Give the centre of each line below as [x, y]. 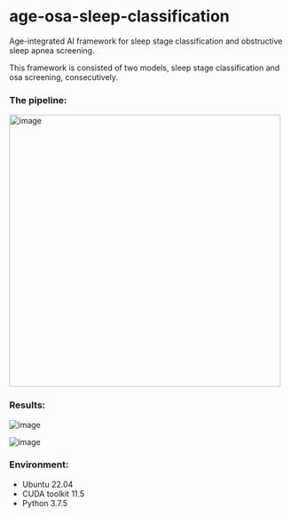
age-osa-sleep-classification [119, 16]
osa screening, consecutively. [63, 77]
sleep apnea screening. [52, 50]
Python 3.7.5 [45, 503]
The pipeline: [38, 100]
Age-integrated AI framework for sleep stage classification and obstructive [146, 41]
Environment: [39, 464]
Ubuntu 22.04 [47, 484]
